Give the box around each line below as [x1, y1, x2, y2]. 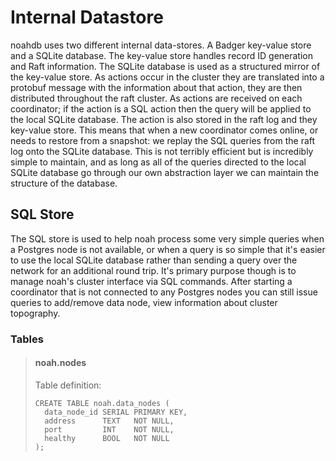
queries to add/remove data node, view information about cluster [10, 296, 278, 308]
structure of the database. [10, 177, 118, 189]
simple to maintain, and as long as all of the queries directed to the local [10, 156, 307, 168]
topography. [10, 307, 61, 319]
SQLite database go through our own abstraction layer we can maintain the [10, 166, 320, 178]
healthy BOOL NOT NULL [44, 433, 170, 443]
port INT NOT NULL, [44, 424, 175, 435]
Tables [10, 332, 44, 346]
